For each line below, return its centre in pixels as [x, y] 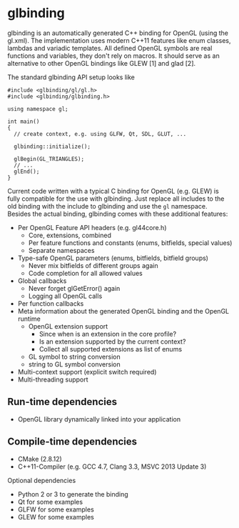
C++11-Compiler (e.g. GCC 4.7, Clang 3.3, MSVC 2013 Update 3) [112, 467]
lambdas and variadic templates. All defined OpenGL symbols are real [110, 48]
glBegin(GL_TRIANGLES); [49, 159]
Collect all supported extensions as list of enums [111, 349]
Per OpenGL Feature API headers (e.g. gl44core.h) [92, 227]
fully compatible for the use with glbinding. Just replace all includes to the [116, 199]
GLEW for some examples [56, 517]
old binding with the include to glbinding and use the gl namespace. [107, 206]
